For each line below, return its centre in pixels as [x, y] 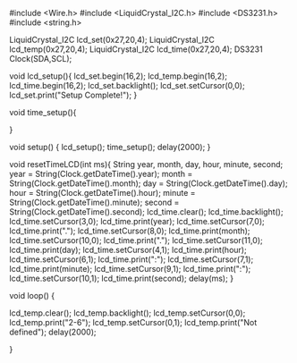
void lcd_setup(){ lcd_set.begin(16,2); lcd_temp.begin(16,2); [119, 76]
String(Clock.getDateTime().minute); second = [94, 202]
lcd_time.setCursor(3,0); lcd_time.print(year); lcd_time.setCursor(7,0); [137, 221]
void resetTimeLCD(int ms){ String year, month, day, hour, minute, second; [146, 164]
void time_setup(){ [43, 112]
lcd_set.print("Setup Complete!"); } [73, 95]
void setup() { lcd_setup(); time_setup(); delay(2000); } [110, 147]
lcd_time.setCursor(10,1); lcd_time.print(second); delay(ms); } [122, 278]
